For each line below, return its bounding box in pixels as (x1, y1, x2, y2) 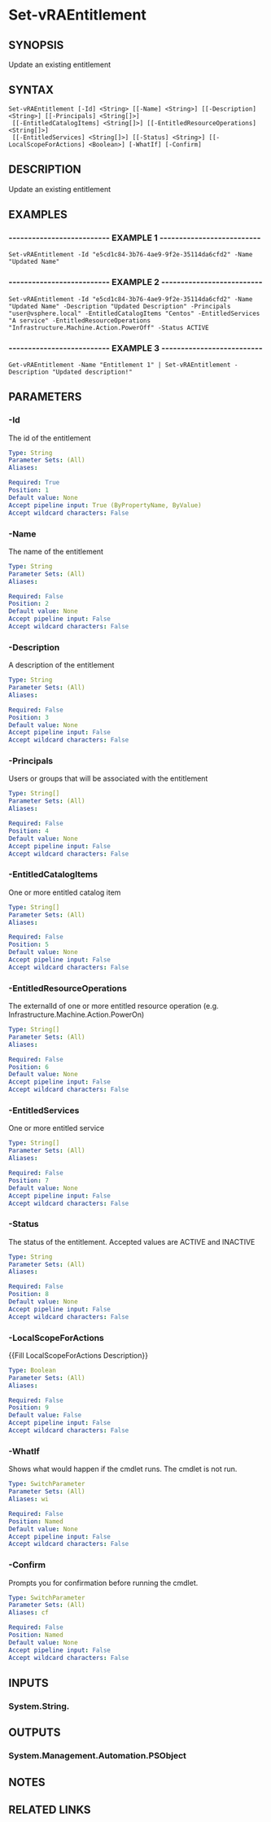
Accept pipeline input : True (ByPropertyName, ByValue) (8, 501, 202, 510)
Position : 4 (8, 826, 49, 835)
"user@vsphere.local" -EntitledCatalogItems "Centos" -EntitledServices (8, 309, 260, 318)
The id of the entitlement (8, 433, 91, 443)
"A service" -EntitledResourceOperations (8, 316, 151, 325)
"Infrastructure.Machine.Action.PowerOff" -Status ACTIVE (8, 323, 209, 331)
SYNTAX (8, 83, 55, 97)
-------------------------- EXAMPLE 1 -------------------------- (8, 232, 261, 243)
